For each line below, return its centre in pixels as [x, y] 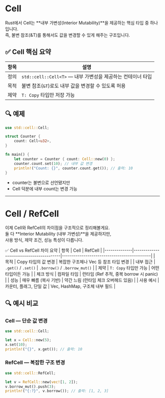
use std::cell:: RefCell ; [30, 373]
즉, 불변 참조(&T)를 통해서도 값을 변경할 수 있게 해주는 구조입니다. [68, 35]
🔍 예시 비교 [22, 303]
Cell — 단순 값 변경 [26, 320]
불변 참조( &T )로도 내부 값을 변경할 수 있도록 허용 [74, 85]
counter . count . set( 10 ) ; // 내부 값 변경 [53, 163]
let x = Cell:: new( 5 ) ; [28, 340]
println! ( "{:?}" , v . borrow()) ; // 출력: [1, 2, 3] [57, 391]
